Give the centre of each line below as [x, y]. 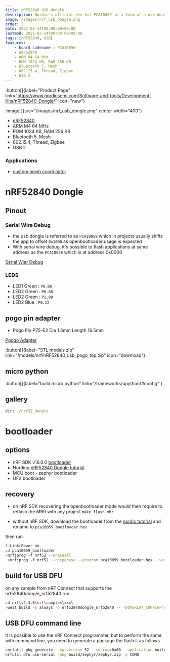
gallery [16, 400]
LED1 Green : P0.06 [32, 286]
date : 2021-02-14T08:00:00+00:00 [40, 29]
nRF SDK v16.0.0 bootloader [42, 462]
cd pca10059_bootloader [30, 551]
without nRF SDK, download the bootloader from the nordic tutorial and [87, 521]
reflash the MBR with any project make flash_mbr [63, 512]
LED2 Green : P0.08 [33, 292]
